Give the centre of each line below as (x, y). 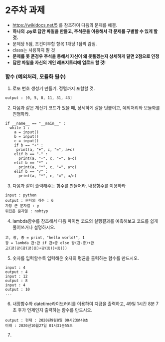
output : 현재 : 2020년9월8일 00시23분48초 (47, 321)
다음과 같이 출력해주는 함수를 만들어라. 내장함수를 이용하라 (69, 186)
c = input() (26, 141)
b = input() (26, 137)
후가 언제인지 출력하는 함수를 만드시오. (55, 310)
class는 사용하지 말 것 (34, 50)
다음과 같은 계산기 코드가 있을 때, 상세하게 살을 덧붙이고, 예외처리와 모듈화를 (86, 108)
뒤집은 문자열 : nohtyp (27, 211)
